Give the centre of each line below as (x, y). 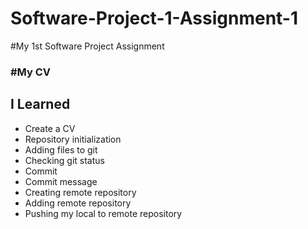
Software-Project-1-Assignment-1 (154, 18)
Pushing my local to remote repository (103, 213)
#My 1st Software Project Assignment (87, 46)
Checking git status (64, 160)
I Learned (40, 104)
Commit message (61, 181)
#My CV (31, 72)
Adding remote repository (78, 203)
